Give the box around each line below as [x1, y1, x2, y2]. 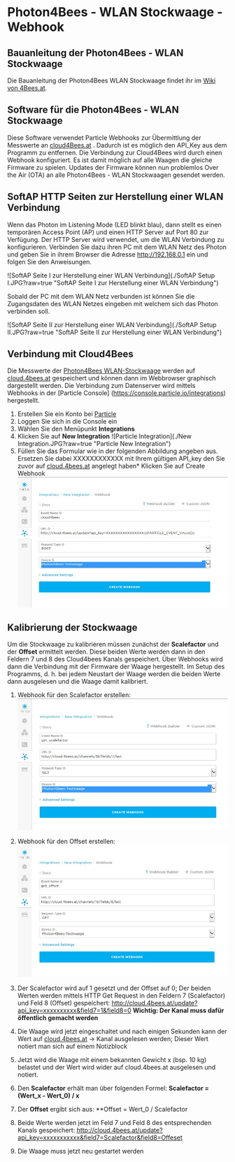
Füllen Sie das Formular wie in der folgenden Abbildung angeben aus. [17, 447, 218, 455]
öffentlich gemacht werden [17, 1014, 99, 1021]
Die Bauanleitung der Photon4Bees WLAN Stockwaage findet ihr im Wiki [7, 76, 216, 85]
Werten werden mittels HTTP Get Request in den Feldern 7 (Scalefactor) [17, 991, 226, 1000]
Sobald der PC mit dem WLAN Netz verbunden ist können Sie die [7, 292, 195, 301]
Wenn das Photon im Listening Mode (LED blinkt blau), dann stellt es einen [7, 220, 222, 229]
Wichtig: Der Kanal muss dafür [132, 1006, 225, 1014]
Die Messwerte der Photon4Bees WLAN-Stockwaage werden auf [7, 366, 196, 375]
